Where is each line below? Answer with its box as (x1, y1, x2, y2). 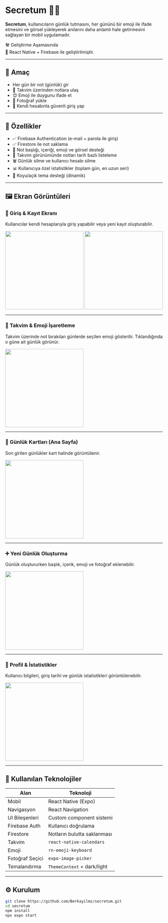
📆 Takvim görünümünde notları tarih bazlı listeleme (12, 152, 117, 158)
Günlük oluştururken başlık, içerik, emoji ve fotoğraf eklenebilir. (5, 562, 135, 568)
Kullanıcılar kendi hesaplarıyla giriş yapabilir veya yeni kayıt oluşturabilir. (5, 221, 153, 227)
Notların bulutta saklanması (48, 831, 112, 838)
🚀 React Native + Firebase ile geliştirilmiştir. (5, 49, 94, 55)
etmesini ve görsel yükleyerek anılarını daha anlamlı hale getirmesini (5, 26, 145, 32)
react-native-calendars (48, 839, 105, 845)
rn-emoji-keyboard (48, 847, 92, 853)
